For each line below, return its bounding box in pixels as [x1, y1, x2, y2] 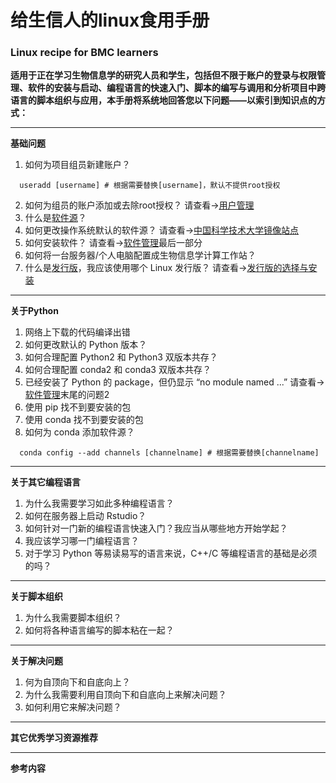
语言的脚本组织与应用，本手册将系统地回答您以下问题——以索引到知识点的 [10, 94, 317, 106]
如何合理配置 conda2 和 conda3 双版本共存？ [24, 364, 212, 376]
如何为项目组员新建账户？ [24, 159, 131, 171]
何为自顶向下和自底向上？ [24, 676, 131, 688]
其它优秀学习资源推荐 [10, 732, 98, 744]
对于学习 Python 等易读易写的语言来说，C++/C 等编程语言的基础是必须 [24, 547, 318, 560]
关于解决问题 [10, 655, 63, 667]
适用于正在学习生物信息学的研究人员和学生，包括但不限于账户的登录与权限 [10, 69, 317, 81]
